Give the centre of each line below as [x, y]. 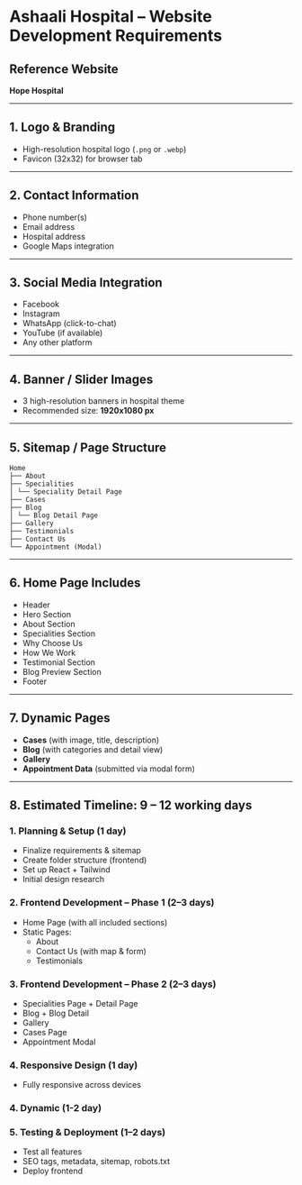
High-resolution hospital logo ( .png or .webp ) [104, 149]
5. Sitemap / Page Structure [88, 447]
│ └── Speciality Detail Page [66, 492]
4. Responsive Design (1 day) [74, 1065]
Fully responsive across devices [82, 1085]
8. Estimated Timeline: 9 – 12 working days [131, 805]
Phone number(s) [55, 217]
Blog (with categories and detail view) [93, 749]
